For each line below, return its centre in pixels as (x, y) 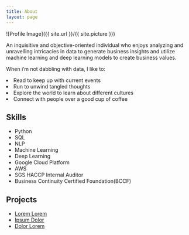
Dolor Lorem (30, 226)
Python (23, 131)
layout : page (22, 17)
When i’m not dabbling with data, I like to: (56, 69)
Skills (16, 117)
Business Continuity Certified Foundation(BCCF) (73, 181)
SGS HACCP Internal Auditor (49, 175)
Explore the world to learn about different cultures (73, 93)
